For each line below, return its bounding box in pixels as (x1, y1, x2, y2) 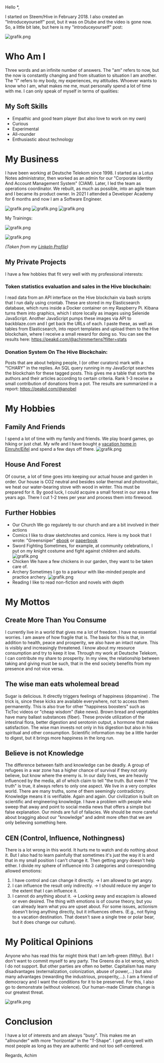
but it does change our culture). (12, 919, 76, 925)
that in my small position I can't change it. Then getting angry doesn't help (5, 857, 155, 863)
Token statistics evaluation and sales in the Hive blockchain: (5, 283, 152, 290)
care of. (12, 563, 28, 569)
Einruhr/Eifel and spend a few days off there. (5, 446, 95, 452)
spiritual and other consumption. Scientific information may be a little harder (5, 729, 159, 735)
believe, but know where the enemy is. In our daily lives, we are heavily (5, 773, 148, 779)
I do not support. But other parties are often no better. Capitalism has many (5, 963, 157, 969)
